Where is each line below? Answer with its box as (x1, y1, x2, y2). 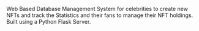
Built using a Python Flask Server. (6, 18, 91, 25)
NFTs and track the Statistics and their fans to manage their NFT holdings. (6, 12, 193, 19)
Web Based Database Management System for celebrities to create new (6, 5, 189, 12)
